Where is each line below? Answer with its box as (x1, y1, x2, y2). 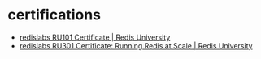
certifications (7, 6, 102, 24)
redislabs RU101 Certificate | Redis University (19, 32, 171, 42)
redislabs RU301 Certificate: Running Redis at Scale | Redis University (19, 40, 253, 50)
